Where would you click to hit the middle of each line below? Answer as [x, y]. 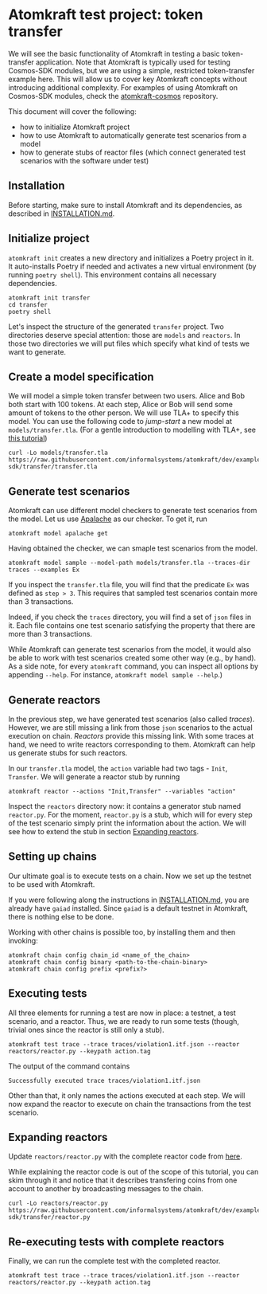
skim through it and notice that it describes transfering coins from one [123, 1180]
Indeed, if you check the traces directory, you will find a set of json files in [130, 617]
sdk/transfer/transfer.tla [53, 467]
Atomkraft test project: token [106, 15]
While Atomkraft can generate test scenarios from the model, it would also [130, 649]
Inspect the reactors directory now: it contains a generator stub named [125, 806]
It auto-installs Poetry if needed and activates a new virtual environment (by [132, 266]
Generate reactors [54, 700]
